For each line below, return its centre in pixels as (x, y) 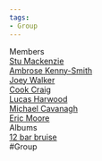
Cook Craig (30, 89)
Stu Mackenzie (37, 61)
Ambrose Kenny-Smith (51, 70)
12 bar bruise (34, 137)
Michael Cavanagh (44, 108)
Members (27, 51)
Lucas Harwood (38, 98)
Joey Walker (32, 80)
